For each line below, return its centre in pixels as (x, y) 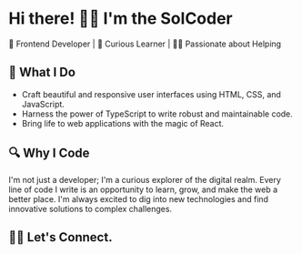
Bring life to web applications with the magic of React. (123, 123)
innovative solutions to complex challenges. (91, 208)
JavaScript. (43, 104)
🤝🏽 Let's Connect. (60, 237)
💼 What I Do (42, 72)
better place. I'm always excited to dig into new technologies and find (139, 198)
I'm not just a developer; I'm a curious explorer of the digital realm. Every (145, 179)
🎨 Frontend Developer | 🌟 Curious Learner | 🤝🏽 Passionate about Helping (145, 44)
